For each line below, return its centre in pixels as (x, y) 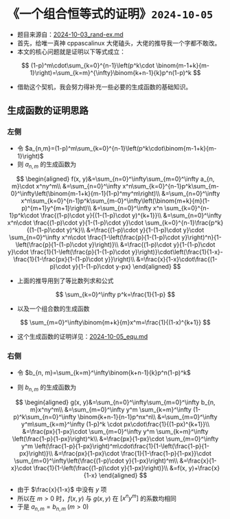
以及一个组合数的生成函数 (53, 309)
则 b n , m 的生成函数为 (47, 388)
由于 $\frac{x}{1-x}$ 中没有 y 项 (62, 489)
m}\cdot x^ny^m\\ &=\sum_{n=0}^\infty (66, 186)
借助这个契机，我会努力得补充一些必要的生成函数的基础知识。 (104, 87)
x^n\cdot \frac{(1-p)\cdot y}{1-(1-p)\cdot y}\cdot (76, 223)
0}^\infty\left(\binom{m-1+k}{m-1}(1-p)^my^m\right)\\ (85, 194)
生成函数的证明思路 (48, 111)
